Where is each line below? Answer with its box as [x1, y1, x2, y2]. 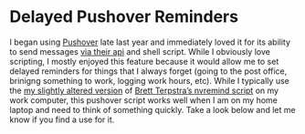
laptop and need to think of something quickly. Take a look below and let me [9, 104, 296, 115]
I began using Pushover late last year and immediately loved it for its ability [9, 36, 290, 47]
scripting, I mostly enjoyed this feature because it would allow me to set [9, 56, 279, 67]
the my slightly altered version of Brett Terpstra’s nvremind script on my [9, 85, 279, 96]
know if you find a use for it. [9, 114, 115, 125]
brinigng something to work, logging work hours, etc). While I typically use [9, 75, 289, 86]
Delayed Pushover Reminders [9, 6, 239, 27]
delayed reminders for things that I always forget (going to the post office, [9, 66, 288, 77]
